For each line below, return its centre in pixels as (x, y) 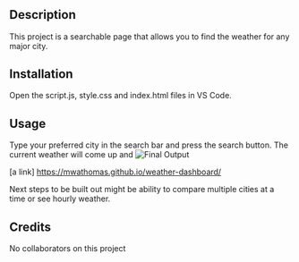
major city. (29, 46)
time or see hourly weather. (60, 199)
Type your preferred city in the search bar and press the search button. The (149, 145)
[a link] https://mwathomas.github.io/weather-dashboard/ (115, 172)
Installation (41, 74)
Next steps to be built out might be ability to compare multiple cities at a (142, 190)
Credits (30, 227)
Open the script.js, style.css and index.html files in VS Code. (121, 96)
